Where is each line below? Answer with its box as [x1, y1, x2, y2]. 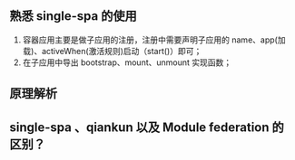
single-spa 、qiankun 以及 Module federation [9, 119, 270, 135]
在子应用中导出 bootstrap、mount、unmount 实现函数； [22, 57, 232, 68]
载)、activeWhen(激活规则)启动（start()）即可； [22, 45, 202, 56]
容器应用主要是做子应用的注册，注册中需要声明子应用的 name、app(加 [22, 34, 286, 45]
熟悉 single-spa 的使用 [9, 8, 138, 24]
